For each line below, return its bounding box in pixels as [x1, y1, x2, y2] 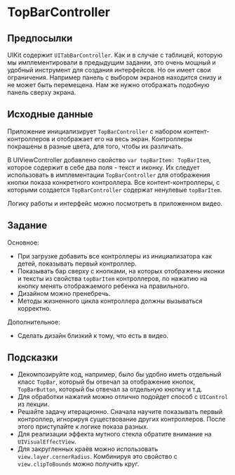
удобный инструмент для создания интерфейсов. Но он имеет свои [7, 66, 212, 74]
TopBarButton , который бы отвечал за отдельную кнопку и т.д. [17, 385, 203, 393]
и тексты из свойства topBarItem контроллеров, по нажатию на [17, 274, 208, 282]
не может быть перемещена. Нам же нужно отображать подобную [7, 81, 210, 89]
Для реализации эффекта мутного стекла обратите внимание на [17, 430, 212, 438]
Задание [7, 219, 48, 232]
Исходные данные [7, 108, 93, 120]
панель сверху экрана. [7, 89, 76, 96]
